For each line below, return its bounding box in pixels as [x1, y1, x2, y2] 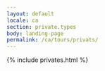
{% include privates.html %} [6, 56, 89, 64]
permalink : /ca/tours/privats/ [6, 37, 99, 44]
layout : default [6, 10, 54, 18]
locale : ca [6, 17, 39, 24]
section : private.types [6, 23, 77, 30]
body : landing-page [6, 30, 64, 37]
